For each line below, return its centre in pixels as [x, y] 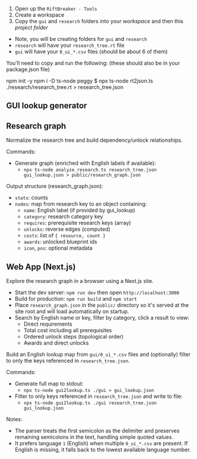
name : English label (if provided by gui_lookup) [79, 211]
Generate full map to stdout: [49, 384]
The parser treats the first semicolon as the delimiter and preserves [97, 431]
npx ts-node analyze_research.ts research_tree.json [90, 170]
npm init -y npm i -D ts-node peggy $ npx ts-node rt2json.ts [80, 81]
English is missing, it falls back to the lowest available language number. [103, 450]
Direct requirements [48, 324]
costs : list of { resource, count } [64, 235]
